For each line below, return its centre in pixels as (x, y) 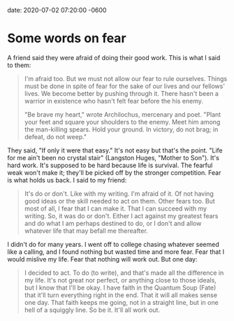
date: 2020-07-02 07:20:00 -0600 (57, 10)
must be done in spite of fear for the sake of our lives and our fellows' (125, 86)
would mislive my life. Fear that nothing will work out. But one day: (102, 259)
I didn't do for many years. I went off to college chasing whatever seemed (113, 244)
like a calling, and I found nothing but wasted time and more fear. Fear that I (116, 252)
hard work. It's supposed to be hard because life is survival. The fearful (110, 165)
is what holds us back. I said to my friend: (67, 180)
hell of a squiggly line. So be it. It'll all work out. (92, 310)
